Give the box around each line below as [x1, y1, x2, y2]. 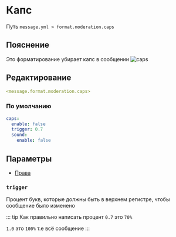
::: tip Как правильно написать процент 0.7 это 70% [6, 213, 133, 221]
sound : [11, 132, 28, 138]
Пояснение [6, 40, 50, 50]
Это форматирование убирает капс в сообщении [6, 55, 130, 62]
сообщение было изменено [6, 202, 75, 209]
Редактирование [6, 73, 72, 83]
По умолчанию [6, 102, 52, 111]
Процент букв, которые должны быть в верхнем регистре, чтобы [6, 196, 170, 203]
